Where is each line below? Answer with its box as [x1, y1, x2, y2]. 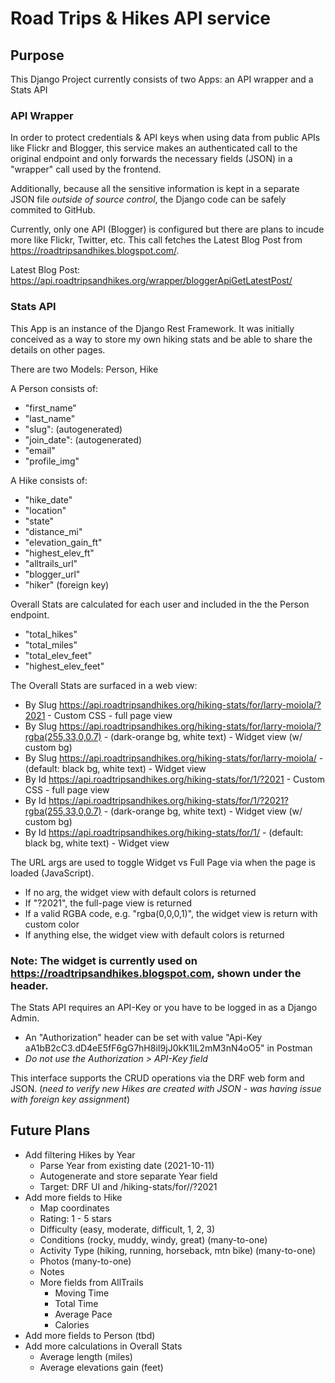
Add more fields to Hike [24, 1191, 123, 1203]
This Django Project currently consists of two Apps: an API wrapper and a [10, 73, 314, 85]
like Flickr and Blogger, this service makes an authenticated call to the [10, 142, 298, 154]
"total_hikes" [24, 628, 78, 640]
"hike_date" [24, 493, 73, 506]
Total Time [54, 1297, 99, 1309]
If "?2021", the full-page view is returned [24, 897, 193, 909]
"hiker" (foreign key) [24, 578, 110, 591]
